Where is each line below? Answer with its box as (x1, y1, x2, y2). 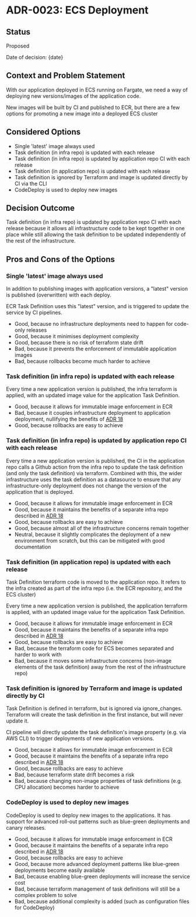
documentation (14, 543, 51, 550)
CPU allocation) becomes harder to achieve (14, 783, 120, 791)
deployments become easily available (14, 867, 105, 874)
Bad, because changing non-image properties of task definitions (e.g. (14, 778, 183, 785)
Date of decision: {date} (6, 54, 64, 60)
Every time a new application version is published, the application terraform (6, 602, 188, 609)
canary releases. (6, 824, 47, 831)
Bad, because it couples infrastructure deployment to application (14, 410, 171, 417)
